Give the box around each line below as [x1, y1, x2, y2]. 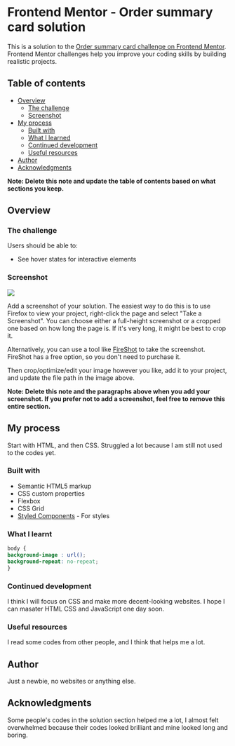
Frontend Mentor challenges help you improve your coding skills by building [7, 50, 227, 58]
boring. [7, 731, 28, 739]
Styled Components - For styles [17, 511, 110, 520]
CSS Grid [17, 504, 44, 513]
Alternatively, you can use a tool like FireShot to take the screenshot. [7, 345, 206, 353]
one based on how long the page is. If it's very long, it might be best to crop [7, 324, 227, 332]
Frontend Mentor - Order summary [7, 4, 213, 20]
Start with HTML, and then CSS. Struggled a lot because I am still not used [7, 441, 222, 449]
